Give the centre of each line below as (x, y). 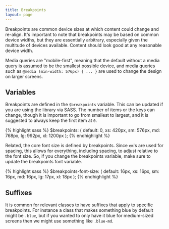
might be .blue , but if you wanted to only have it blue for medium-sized (79, 216)
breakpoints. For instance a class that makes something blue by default (79, 210)
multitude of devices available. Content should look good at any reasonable (83, 45)
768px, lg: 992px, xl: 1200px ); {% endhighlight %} (58, 136)
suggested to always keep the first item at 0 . (51, 121)
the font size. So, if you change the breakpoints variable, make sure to (78, 156)
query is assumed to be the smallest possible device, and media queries (80, 66)
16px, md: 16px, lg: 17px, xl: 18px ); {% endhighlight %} (62, 177)
